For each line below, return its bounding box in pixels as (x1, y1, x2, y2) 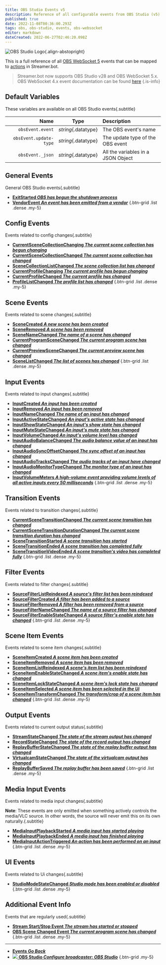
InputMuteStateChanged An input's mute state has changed (12, 427, 140, 433)
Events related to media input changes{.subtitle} (5, 798, 103, 804)
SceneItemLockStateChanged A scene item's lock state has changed (12, 681, 158, 687)
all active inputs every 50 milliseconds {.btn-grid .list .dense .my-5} (12, 479, 153, 485)
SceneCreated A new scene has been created (12, 321, 109, 327)
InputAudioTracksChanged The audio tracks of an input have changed (12, 458, 161, 464)
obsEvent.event (18, 127, 54, 132)
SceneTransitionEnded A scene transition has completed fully (12, 543, 142, 549)
